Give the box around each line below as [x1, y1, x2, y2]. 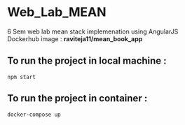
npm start [7, 73, 36, 80]
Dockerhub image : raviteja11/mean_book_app [7, 34, 143, 43]
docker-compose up [7, 111, 61, 118]
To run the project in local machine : [7, 55, 167, 67]
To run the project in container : [7, 92, 148, 105]
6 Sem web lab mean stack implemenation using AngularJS [7, 27, 179, 36]
